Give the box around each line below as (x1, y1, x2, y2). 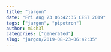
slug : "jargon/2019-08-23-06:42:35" (6, 36, 98, 42)
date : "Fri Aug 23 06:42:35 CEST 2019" (6, 14, 106, 20)
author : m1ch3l (6, 25, 44, 32)
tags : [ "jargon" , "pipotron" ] (6, 20, 82, 26)
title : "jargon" (6, 8, 47, 15)
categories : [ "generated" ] (6, 31, 74, 37)
